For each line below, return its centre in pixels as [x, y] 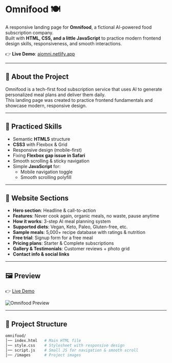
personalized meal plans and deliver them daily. [56, 95]
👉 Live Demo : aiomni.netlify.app [40, 53]
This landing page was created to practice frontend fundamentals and [79, 100]
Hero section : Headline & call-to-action [54, 210]
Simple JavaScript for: [37, 166]
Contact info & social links [41, 254]
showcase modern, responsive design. [46, 105]
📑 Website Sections [37, 198]
